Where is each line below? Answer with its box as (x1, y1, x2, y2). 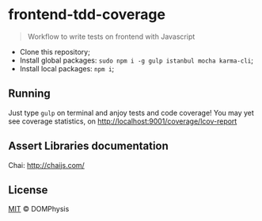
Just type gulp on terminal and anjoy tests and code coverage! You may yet (8, 108, 255, 117)
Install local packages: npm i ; (19, 63, 115, 73)
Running (8, 87, 51, 101)
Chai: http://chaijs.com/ (8, 160, 85, 170)
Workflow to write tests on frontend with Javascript (27, 32, 196, 41)
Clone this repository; (19, 47, 91, 56)
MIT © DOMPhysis (8, 204, 70, 214)
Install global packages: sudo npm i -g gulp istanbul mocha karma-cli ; (19, 55, 253, 65)
